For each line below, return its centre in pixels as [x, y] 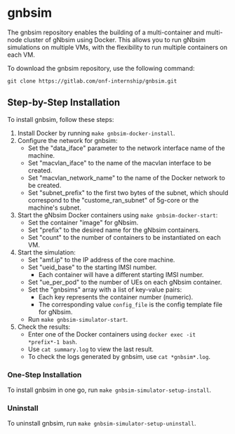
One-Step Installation [45, 374]
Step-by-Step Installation [64, 103]
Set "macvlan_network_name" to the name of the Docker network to [127, 177]
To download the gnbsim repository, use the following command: [101, 68]
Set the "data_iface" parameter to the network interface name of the [127, 148]
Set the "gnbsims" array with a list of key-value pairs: [105, 290]
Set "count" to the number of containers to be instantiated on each [124, 237]
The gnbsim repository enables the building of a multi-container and [106, 32]
